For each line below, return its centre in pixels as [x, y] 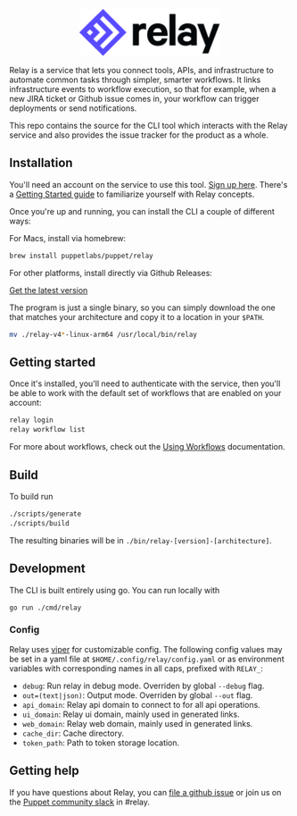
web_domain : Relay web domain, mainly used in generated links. [137, 723]
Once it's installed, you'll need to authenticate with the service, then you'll [145, 383]
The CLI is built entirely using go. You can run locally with [115, 590]
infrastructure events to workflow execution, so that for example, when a [143, 89]
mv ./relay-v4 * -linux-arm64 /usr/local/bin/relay [103, 334]
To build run [31, 496]
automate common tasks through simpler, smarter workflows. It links [135, 80]
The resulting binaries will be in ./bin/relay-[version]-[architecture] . [140, 540]
